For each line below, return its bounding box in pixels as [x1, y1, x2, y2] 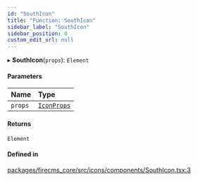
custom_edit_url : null [7, 37, 74, 44]
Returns [7, 119, 32, 127]
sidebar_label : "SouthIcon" [7, 23, 90, 30]
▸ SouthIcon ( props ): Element [7, 56, 89, 64]
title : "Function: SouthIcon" [7, 17, 97, 24]
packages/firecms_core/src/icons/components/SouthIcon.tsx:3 [7, 166, 192, 174]
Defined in [7, 150, 39, 158]
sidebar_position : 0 [7, 30, 68, 37]
